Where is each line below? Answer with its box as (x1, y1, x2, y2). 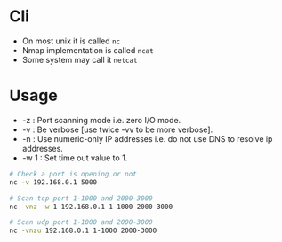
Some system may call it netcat (21, 54, 138, 65)
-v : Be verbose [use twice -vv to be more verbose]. (21, 124, 214, 135)
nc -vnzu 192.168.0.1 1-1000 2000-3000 (9, 226, 157, 236)
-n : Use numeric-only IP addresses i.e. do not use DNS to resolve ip (21, 133, 273, 144)
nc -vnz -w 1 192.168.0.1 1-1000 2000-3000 (9, 202, 173, 211)
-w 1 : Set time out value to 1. (21, 152, 128, 163)
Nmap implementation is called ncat (21, 44, 154, 55)
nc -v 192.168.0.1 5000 (9, 177, 98, 187)
